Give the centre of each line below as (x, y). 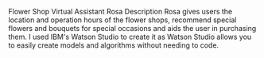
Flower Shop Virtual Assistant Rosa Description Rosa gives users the (120, 12)
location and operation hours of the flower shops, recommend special (122, 20)
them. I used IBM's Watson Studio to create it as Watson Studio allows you (130, 37)
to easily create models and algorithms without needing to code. (114, 45)
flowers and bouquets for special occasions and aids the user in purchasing (132, 28)
